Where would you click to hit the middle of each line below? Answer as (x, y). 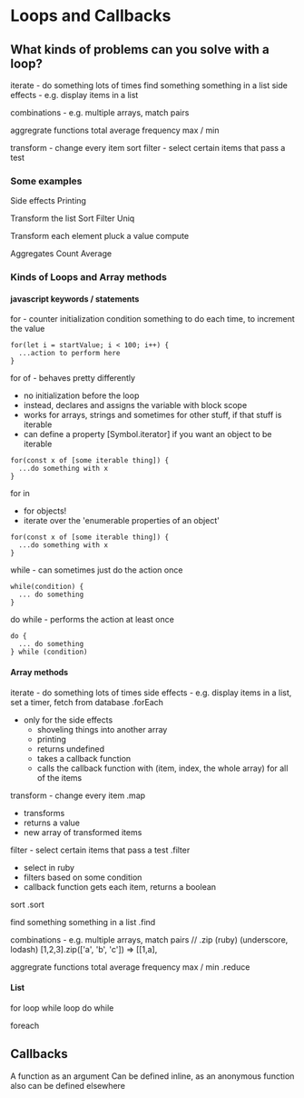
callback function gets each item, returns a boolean (120, 886)
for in (20, 494)
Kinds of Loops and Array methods (88, 277)
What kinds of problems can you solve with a (140, 50)
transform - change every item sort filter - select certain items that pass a (148, 148)
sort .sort (27, 904)
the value (28, 329)
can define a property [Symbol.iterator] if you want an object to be (147, 434)
